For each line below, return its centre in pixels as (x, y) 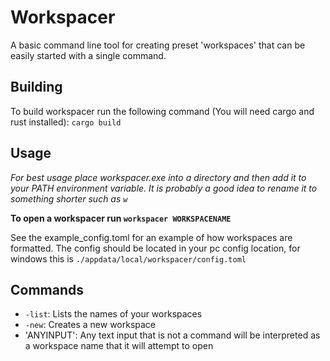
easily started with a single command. (88, 55)
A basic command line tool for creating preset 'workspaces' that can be (158, 45)
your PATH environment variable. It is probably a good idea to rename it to (164, 188)
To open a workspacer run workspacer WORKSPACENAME (121, 218)
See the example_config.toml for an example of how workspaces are (151, 237)
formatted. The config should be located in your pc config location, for (155, 248)
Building (36, 87)
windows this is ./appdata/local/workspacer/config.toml (128, 258)
